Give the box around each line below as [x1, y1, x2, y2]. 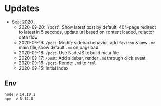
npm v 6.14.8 [4, 96, 34, 101]
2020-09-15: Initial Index [18, 65, 69, 71]
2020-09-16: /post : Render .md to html [18, 60, 96, 66]
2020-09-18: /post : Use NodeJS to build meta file [18, 49, 119, 56]
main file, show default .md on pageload [18, 45, 99, 50]
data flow [18, 34, 38, 40]
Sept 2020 [11, 19, 33, 25]
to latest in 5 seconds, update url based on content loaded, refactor [18, 29, 154, 35]
